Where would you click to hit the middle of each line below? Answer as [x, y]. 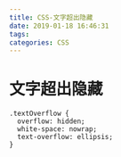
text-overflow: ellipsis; [65, 137]
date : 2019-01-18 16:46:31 [59, 26]
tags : [19, 34]
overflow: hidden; [52, 121]
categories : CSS [39, 42]
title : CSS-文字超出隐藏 [51, 17]
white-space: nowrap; [57, 129]
